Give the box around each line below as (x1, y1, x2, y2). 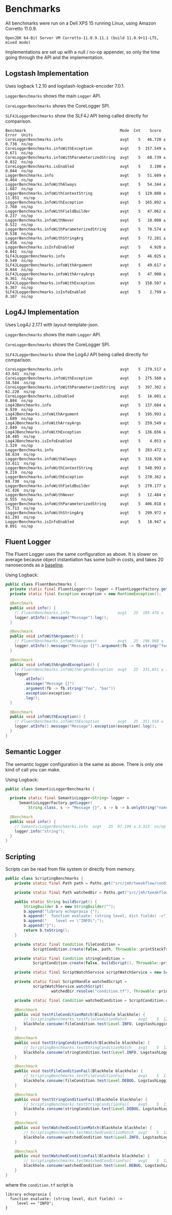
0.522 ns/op (5, 222, 33, 227)
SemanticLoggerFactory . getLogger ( (18, 800, 93, 805)
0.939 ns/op (5, 407, 33, 412)
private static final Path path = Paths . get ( (14, 881, 114, 886)
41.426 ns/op (5, 488, 36, 493)
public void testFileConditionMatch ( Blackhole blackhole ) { (14, 1012, 145, 1017)
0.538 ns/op (5, 231, 33, 236)
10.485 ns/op (5, 434, 36, 439)
